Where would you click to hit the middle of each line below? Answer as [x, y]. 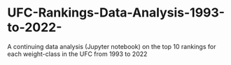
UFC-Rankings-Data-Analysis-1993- [116, 13]
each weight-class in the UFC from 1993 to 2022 [77, 54]
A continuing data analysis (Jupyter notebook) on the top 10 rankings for [112, 46]
